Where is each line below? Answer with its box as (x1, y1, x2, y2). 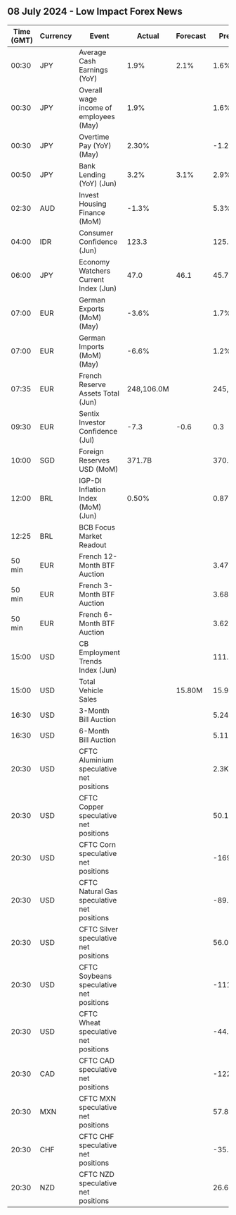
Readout (78, 539, 107, 549)
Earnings (78, 65, 108, 75)
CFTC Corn (78, 839, 116, 849)
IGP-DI (78, 475, 102, 485)
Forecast (176, 31, 206, 41)
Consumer (78, 228, 114, 238)
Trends (78, 656, 103, 666)
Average (78, 47, 107, 57)
